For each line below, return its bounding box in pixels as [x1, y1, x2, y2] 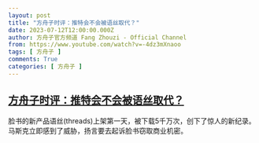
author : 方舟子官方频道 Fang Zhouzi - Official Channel [8, 33, 187, 42]
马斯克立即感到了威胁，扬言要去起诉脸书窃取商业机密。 [8, 126, 187, 135]
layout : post [8, 11, 51, 20]
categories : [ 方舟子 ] [8, 63, 83, 71]
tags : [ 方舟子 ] [8, 48, 61, 56]
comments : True [8, 56, 58, 64]
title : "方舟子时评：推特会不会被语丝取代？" [8, 19, 140, 27]
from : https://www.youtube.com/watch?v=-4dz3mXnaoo [8, 41, 181, 49]
